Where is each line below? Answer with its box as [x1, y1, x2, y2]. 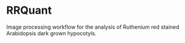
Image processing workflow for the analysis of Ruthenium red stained [6, 23, 180, 30]
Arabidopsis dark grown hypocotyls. [6, 29, 97, 36]
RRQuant [6, 4, 52, 17]
